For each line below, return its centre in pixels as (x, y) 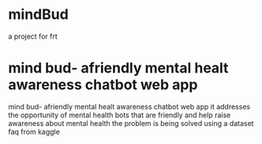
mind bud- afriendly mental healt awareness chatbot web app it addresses (129, 106)
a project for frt (33, 36)
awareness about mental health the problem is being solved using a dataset (131, 123)
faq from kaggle (34, 131)
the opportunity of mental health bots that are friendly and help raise (120, 115)
